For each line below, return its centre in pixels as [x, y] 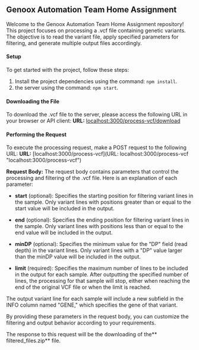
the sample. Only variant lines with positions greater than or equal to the [103, 202]
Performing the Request [37, 134]
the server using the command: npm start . [67, 88]
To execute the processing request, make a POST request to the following [97, 147]
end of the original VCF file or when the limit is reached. [83, 287]
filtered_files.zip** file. [34, 340]
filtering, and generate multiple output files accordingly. [74, 43]
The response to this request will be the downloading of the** [82, 335]
